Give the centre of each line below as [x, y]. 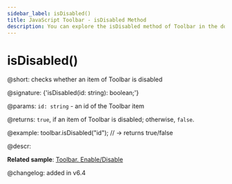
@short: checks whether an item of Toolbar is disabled [85, 79]
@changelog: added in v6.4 [47, 173]
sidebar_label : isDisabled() [49, 13]
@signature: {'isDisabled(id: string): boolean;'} [73, 93]
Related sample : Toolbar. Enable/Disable [65, 160]
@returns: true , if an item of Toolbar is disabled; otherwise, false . [101, 120]
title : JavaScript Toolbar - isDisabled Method [77, 20]
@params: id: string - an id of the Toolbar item [76, 106]
